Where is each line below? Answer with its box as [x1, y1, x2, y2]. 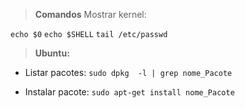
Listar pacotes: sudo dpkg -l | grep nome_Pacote [24, 67, 233, 78]
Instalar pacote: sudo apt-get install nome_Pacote [24, 86, 235, 98]
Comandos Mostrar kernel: [34, 9, 147, 20]
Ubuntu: [34, 47, 70, 59]
